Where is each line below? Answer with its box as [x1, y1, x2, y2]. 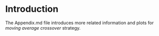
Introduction [5, 3, 59, 15]
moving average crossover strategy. [5, 25, 81, 31]
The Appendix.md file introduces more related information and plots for [5, 20, 154, 26]
